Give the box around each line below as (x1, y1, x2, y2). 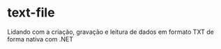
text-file (7, 5, 55, 21)
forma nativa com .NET (7, 35, 74, 43)
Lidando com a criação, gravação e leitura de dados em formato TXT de (7, 28, 214, 36)
